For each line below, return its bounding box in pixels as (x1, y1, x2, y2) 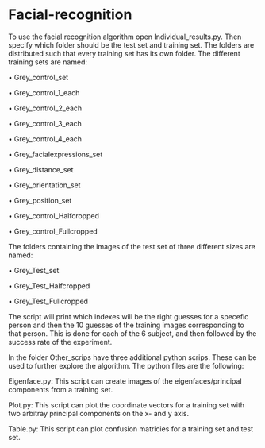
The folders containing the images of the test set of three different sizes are (8, 241, 255, 251)
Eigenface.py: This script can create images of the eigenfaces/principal (8, 376, 242, 386)
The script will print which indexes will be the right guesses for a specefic (8, 311, 249, 321)
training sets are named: (8, 57, 88, 67)
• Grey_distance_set (8, 164, 74, 174)
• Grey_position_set (8, 195, 72, 205)
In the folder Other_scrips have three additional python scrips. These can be (8, 352, 257, 362)
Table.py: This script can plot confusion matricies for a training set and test (8, 423, 254, 434)
